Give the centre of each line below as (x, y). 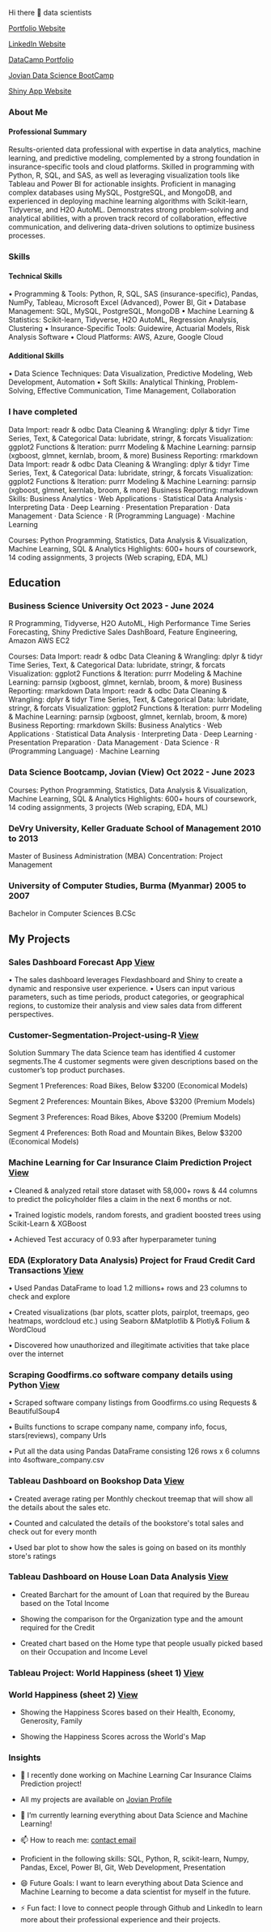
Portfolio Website (37, 28)
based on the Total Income (65, 1603)
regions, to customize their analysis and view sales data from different (125, 1006)
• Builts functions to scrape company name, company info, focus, (118, 1427)
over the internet (36, 1354)
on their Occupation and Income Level (84, 1651)
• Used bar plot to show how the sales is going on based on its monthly (127, 1547)
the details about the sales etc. (59, 1507)
